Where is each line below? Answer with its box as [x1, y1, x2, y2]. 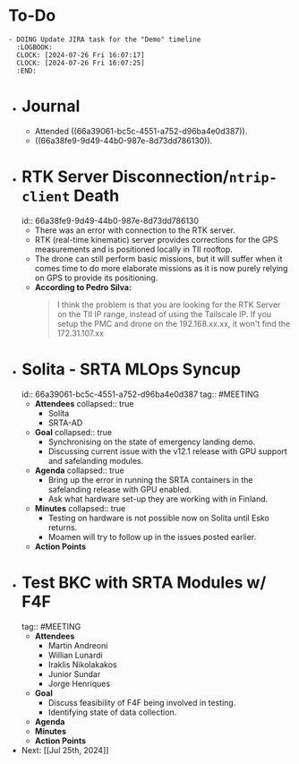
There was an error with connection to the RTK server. [34, 225, 235, 236]
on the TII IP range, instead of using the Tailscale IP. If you [56, 308, 272, 319]
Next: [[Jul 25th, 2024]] [21, 744, 109, 755]
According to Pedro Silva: [34, 281, 132, 292]
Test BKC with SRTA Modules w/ [21, 572, 267, 592]
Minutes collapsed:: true [34, 502, 126, 513]
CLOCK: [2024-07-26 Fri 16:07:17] [16, 50, 145, 59]
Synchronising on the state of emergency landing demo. [47, 436, 256, 447]
